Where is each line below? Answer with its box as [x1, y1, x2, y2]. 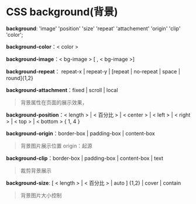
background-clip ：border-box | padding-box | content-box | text [6, 154, 164, 161]
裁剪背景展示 [20, 167, 51, 174]
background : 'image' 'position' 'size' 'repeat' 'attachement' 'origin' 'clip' [6, 24, 181, 32]
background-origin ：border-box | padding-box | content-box [6, 129, 155, 137]
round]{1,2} [6, 74, 33, 82]
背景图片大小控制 [20, 192, 62, 199]
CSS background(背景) [6, 5, 118, 19]
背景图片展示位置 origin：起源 [20, 142, 92, 149]
